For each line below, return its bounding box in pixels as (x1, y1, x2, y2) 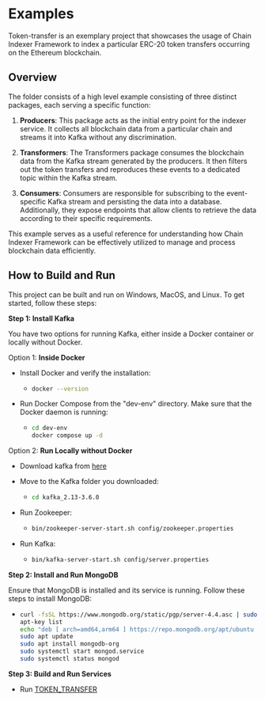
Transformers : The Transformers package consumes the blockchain (19, 147, 244, 157)
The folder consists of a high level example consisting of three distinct (8, 92, 237, 101)
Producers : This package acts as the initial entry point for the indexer (19, 116, 247, 125)
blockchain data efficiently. (8, 246, 97, 255)
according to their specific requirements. (19, 213, 153, 223)
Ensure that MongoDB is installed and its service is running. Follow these (8, 585, 245, 595)
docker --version (31, 385, 89, 393)
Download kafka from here (19, 461, 107, 471)
